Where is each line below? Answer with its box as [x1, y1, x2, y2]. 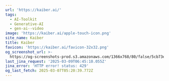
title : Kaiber [5, 40, 35, 45]
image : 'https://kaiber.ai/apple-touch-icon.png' [5, 31, 112, 36]
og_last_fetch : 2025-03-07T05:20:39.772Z [5, 68, 94, 73]
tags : [5, 12, 17, 17]
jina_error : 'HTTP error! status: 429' [5, 63, 89, 68]
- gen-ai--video [10, 26, 44, 31]
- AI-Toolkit [10, 17, 37, 22]
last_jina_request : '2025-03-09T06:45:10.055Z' [5, 59, 107, 64]
